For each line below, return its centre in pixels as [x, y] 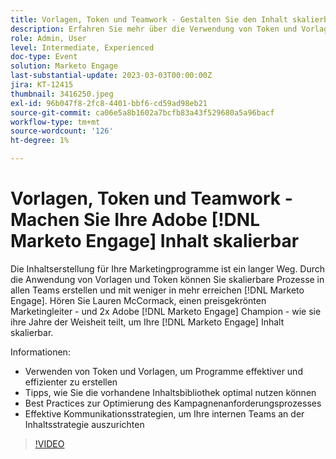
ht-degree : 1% [40, 141]
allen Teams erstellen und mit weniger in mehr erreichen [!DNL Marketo [157, 290]
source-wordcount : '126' [62, 131]
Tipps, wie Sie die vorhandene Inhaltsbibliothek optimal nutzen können [170, 392]
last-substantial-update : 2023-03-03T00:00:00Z [111, 76]
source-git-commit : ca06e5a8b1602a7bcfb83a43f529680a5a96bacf [142, 112]
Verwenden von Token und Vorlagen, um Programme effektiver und [163, 371]
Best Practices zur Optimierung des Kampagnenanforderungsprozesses [173, 403]
